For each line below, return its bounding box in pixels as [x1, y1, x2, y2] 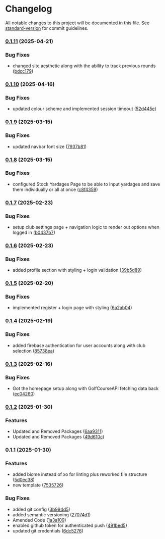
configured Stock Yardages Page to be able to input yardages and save [12, 181, 160, 187]
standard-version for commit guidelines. [5, 25, 89, 31]
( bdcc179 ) [12, 68, 34, 74]
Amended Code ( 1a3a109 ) [12, 517, 66, 523]
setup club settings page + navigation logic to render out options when [12, 224, 160, 230]
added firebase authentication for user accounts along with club [12, 342, 146, 349]
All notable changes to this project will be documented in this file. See [5, 20, 150, 26]
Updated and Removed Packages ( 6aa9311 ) [12, 428, 103, 434]
